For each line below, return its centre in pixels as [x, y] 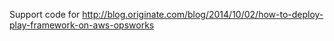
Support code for [45, 14]
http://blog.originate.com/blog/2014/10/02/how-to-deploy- [203, 14]
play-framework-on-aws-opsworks [82, 25]
